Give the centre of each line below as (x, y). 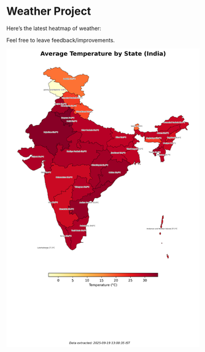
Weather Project (49, 11)
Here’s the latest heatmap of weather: (54, 28)
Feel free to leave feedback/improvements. (61, 40)
